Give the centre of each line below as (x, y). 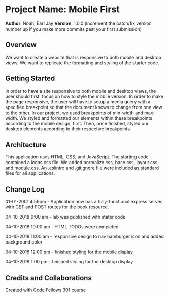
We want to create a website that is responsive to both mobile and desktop (83, 57)
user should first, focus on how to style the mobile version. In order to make (84, 96)
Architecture (26, 144)
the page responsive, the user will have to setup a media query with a (78, 102)
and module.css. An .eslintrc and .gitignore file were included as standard (82, 168)
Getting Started (30, 79)
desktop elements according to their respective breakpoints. (68, 129)
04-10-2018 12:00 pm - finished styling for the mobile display (69, 252)
